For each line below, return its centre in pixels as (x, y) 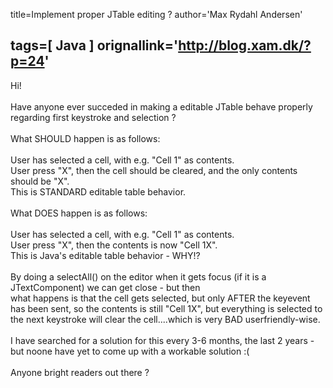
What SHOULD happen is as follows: (85, 138)
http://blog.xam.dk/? (245, 45)
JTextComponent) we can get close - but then (105, 287)
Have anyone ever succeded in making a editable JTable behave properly (161, 106)
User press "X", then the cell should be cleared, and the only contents (154, 170)
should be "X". (40, 181)
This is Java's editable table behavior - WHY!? (105, 255)
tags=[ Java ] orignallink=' (94, 45)
